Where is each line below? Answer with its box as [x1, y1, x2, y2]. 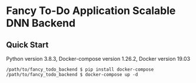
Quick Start [6, 40, 49, 50]
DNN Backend [6, 16, 76, 30]
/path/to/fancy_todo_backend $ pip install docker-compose [6, 67, 154, 72]
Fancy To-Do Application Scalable [6, 4, 176, 18]
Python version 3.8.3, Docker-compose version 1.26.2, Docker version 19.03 [6, 56, 190, 62]
